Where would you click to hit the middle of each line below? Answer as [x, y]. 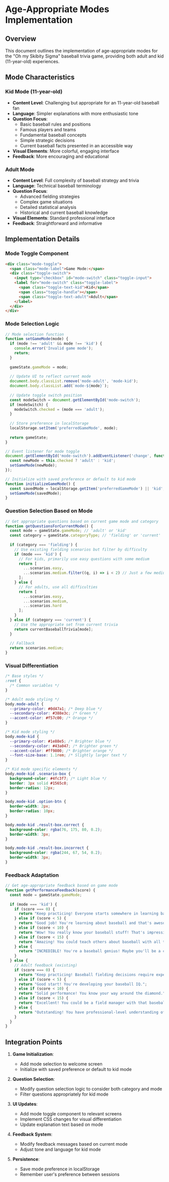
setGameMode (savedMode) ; [36, 493]
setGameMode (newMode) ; [33, 465]
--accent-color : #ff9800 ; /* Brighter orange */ [62, 750]
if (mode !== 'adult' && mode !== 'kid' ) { [56, 344]
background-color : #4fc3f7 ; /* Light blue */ [58, 778]
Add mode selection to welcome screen [61, 1064]
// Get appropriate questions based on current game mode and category [82, 521]
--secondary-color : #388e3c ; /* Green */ [54, 713]
